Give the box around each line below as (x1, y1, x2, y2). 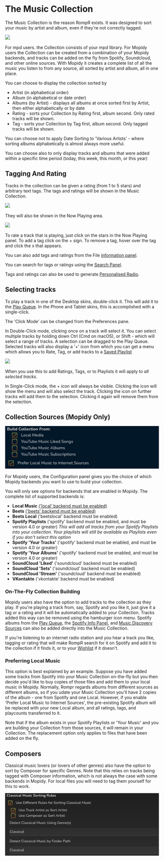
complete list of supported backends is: (5, 493, 85, 499)
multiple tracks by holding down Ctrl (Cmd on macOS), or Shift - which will (5, 333, 155, 339)
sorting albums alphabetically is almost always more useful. (5, 141, 125, 147)
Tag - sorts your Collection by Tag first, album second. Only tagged (12, 121, 148, 127)
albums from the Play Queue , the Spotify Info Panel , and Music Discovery (5, 620, 153, 626)
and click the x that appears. (5, 243, 62, 249)
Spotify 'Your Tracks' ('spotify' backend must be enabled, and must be (12, 539, 156, 545)
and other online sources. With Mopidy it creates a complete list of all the (5, 60, 152, 66)
